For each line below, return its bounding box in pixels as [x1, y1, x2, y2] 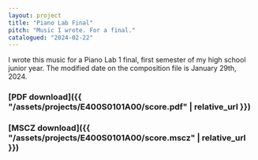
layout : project [8, 11, 62, 20]
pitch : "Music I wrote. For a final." [8, 26, 136, 34]
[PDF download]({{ [8, 91, 82, 102]
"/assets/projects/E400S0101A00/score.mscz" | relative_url [8, 132, 246, 143]
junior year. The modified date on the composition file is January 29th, [8, 64, 237, 73]
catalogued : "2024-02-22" [8, 33, 93, 42]
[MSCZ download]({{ [8, 123, 91, 134]
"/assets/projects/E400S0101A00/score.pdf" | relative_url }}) [8, 102, 251, 113]
